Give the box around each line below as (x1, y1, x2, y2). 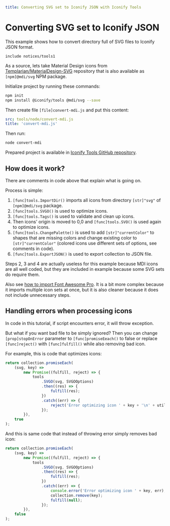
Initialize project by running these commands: (5, 83, 100, 89)
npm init (5, 93, 24, 98)
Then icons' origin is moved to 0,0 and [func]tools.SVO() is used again (12, 219, 161, 225)
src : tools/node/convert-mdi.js (5, 116, 73, 122)
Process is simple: (5, 187, 44, 193)
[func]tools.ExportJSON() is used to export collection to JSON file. (12, 251, 153, 257)
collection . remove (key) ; (50, 493, 103, 498)
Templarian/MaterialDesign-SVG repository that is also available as (5, 68, 145, 74)
